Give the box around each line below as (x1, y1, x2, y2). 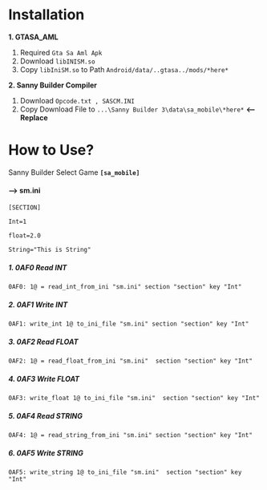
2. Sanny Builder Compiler (8, 80, 98, 90)
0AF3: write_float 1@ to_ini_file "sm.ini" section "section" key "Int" (8, 394, 261, 402)
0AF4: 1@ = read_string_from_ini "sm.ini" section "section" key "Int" (8, 431, 253, 439)
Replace (19, 112, 48, 122)
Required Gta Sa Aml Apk (19, 47, 103, 57)
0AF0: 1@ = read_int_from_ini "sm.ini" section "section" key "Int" (8, 283, 242, 291)
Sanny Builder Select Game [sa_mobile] (8, 167, 140, 177)
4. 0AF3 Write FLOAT (8, 374, 80, 383)
